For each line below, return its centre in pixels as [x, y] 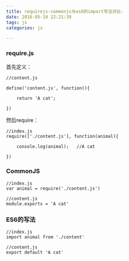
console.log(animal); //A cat [56, 147]
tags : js [17, 22]
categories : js [25, 28]
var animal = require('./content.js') [53, 188]
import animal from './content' [45, 237]
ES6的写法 [21, 220]
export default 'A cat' [35, 253]
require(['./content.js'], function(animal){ [62, 136]
